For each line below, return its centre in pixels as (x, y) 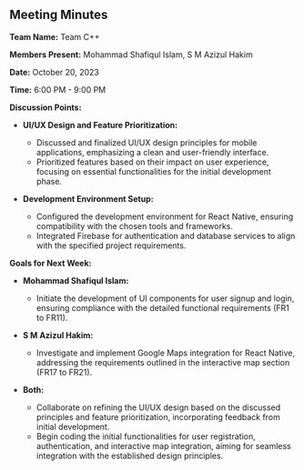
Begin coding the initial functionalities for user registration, (146, 436)
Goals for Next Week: (51, 263)
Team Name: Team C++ (55, 36)
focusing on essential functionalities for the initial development (153, 171)
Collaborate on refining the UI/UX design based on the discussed (158, 407)
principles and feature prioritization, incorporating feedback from (158, 416)
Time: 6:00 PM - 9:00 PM (58, 89)
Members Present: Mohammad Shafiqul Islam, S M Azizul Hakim (131, 55)
